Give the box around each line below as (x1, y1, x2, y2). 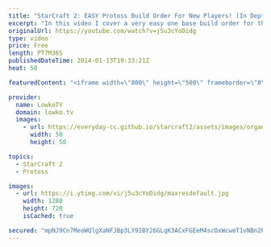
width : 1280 (23, 197, 63, 205)
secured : (8, 226, 38, 234)
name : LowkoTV (15, 101, 63, 109)
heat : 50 (8, 64, 38, 72)
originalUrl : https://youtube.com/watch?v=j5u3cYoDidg (8, 27, 197, 35)
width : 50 (29, 130, 63, 139)
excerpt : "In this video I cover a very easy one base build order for (8, 19, 254, 27)
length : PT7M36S (8, 49, 63, 57)
